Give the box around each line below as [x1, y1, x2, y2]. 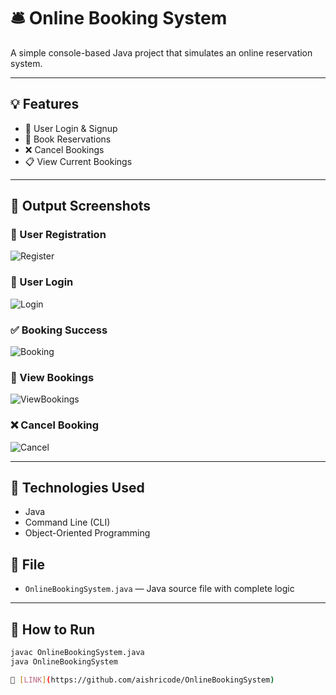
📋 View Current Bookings [24, 155, 133, 167]
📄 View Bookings [10, 370, 95, 384]
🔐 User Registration [10, 228, 107, 242]
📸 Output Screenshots [10, 198, 151, 215]
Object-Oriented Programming [24, 527, 151, 539]
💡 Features [10, 96, 80, 113]
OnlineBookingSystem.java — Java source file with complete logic [24, 583, 295, 595]
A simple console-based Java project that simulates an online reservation [10, 46, 313, 59]
